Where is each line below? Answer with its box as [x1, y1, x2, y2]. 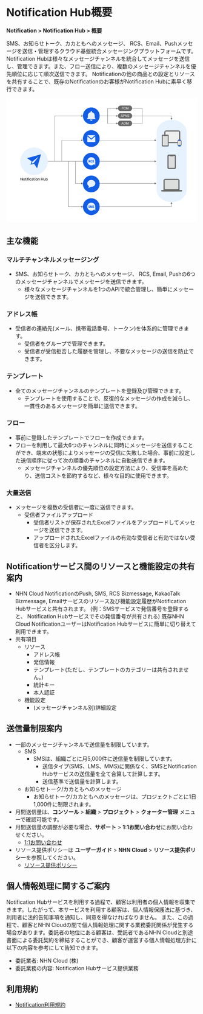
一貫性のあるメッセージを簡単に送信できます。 [24, 402, 141, 410]
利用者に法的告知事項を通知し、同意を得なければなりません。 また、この [6, 914, 188, 921]
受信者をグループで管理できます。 [24, 340, 109, 348]
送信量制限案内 [6, 724, 62, 734]
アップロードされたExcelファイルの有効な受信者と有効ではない [33, 534, 190, 542]
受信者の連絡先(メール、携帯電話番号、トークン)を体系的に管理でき [15, 325, 184, 332]
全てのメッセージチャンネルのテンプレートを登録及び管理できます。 [15, 387, 185, 394]
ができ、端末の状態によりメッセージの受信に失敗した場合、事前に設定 [15, 449, 190, 456]
